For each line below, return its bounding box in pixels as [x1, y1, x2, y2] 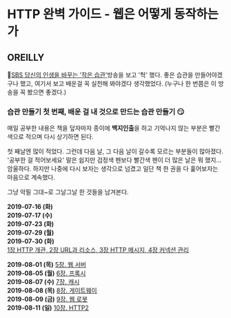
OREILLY [7, 51, 45, 63]
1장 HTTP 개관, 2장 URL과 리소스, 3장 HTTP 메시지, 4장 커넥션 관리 [7, 246, 190, 254]
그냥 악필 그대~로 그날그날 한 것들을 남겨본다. [7, 188, 129, 196]
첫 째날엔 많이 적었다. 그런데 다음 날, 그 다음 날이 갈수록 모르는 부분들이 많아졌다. [7, 147, 224, 156]
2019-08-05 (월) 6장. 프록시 [7, 269, 86, 277]
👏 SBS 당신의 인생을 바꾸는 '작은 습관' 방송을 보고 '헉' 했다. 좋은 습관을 [7, 71, 194, 79]
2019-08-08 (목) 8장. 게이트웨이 [7, 286, 98, 294]
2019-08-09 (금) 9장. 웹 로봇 [7, 295, 88, 303]
